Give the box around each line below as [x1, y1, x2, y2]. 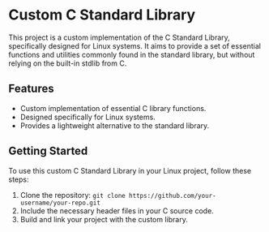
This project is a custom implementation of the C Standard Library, [8, 32, 231, 42]
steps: [8, 174, 29, 184]
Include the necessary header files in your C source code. [19, 205, 215, 216]
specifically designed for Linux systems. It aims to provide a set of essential [8, 41, 262, 50]
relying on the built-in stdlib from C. [8, 58, 127, 68]
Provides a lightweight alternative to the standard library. [19, 120, 210, 131]
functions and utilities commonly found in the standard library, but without [8, 49, 255, 59]
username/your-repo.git [19, 199, 101, 207]
